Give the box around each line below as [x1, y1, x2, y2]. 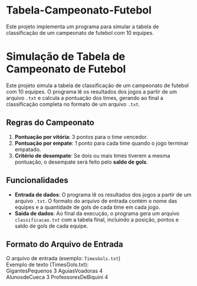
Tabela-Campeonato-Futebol [6, 4, 152, 17]
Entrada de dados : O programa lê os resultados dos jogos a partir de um [14, 191, 192, 198]
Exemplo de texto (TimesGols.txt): [6, 261, 89, 268]
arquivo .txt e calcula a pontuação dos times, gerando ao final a [6, 94, 163, 101]
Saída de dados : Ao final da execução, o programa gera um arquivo [14, 209, 180, 217]
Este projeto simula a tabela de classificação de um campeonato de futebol [6, 82, 189, 89]
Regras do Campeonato [6, 118, 94, 128]
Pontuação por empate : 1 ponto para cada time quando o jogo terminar [14, 139, 189, 147]
